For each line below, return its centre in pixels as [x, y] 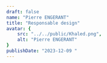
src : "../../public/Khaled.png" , [60, 34]
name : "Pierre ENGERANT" [38, 17]
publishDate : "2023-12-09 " [42, 51]
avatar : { [19, 28]
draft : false [23, 12]
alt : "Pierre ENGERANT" [47, 40]
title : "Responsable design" [43, 23]
